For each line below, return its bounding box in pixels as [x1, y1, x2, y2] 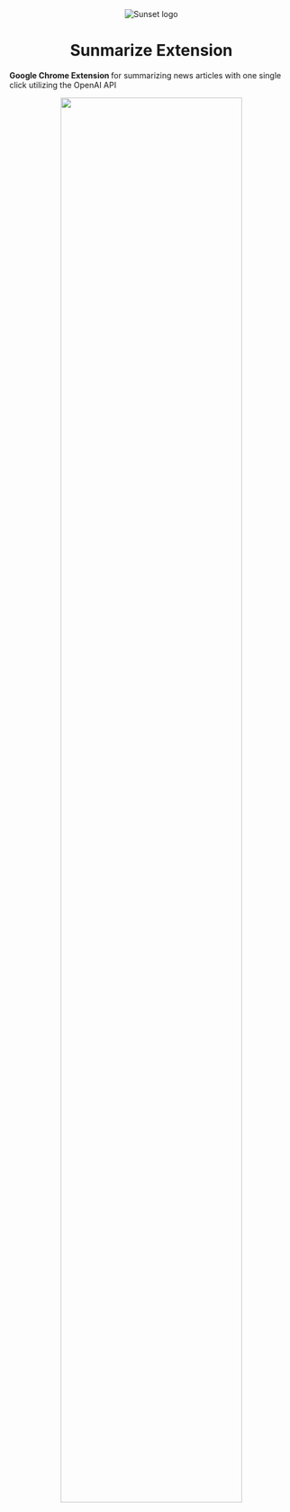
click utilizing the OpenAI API [9, 79, 117, 90]
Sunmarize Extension [69, 41, 233, 61]
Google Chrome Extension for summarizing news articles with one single [9, 69, 282, 80]
